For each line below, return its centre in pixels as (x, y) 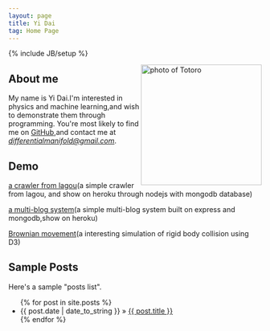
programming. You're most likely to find (74, 124)
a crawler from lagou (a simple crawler (71, 185)
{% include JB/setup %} (48, 54)
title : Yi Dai (32, 23)
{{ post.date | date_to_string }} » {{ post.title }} (96, 311)
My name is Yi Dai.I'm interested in (65, 98)
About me (33, 78)
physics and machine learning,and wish (74, 107)
